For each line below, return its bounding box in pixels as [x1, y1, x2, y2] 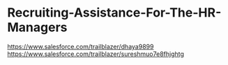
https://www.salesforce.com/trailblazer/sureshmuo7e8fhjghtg [7, 50, 185, 58]
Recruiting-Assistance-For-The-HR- [7, 5, 222, 21]
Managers [7, 19, 68, 35]
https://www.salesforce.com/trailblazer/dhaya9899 [7, 42, 154, 50]
